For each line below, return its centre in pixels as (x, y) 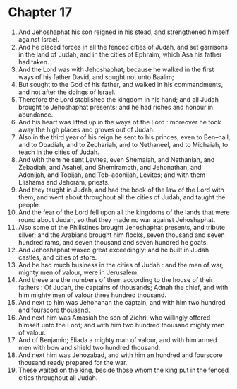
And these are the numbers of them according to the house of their (116, 279)
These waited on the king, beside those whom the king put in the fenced (123, 370)
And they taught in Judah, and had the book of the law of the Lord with (121, 190)
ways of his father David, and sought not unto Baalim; (96, 77)
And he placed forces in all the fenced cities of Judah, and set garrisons (123, 47)
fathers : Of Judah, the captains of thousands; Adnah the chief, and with (123, 287)
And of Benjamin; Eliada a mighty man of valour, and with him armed (117, 339)
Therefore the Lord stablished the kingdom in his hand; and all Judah (119, 99)
